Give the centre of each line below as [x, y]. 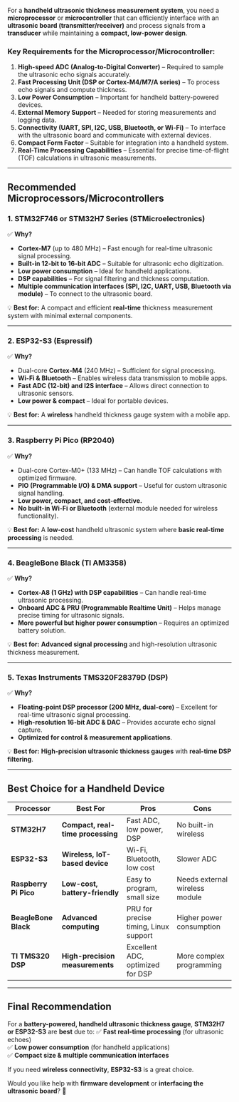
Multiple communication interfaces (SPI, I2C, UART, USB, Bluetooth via [124, 286]
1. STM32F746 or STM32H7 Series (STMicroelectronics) [106, 218]
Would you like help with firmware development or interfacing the [106, 1083]
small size [143, 897]
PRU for [139, 909]
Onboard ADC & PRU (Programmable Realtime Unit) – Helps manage [119, 607]
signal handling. [41, 493]
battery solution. [42, 630]
